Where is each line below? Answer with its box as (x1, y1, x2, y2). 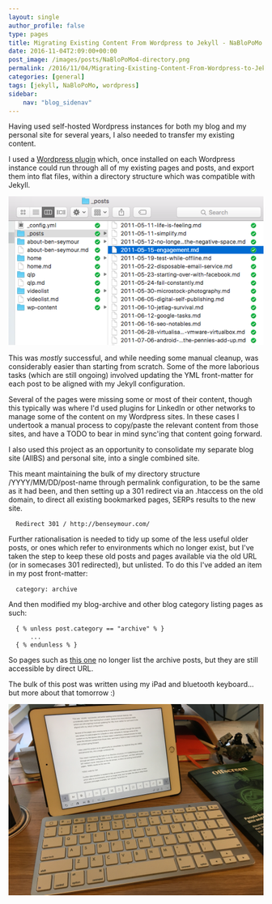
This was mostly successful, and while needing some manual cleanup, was (8, 353, 259, 363)
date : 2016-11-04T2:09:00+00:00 (8, 47, 117, 56)
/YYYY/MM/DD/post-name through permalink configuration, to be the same (8, 477, 261, 487)
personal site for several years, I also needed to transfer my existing (8, 130, 235, 140)
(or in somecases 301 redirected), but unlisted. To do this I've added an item (8, 560, 262, 570)
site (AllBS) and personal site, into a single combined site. (8, 453, 200, 463)
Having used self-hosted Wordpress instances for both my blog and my (8, 121, 247, 131)
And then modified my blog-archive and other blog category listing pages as (8, 600, 263, 609)
